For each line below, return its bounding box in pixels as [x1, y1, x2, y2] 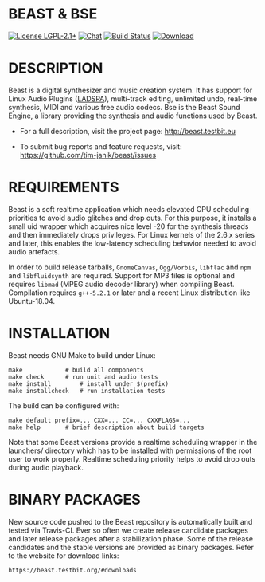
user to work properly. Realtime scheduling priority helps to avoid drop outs [8, 454, 256, 463]
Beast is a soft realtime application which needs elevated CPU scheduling [8, 204, 250, 214]
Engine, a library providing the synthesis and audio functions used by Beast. [8, 111, 258, 120]
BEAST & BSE [8, 5, 98, 23]
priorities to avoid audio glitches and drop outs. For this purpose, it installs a [8, 213, 257, 222]
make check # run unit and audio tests [8, 372, 158, 381]
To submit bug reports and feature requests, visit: [19, 141, 182, 151]
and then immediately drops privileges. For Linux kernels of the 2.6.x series [8, 230, 255, 239]
